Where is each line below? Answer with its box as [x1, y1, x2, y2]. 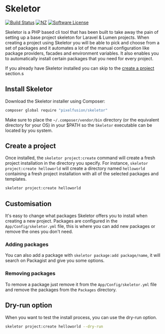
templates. [5, 176, 27, 182]
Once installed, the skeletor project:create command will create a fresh [5, 155, 156, 161]
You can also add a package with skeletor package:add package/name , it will [5, 252, 161, 258]
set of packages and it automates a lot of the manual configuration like [5, 45, 150, 51]
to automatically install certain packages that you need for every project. [5, 55, 154, 61]
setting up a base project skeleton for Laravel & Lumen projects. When [5, 34, 149, 40]
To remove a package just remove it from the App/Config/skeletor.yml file [5, 281, 157, 287]
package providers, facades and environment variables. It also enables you [5, 50, 159, 56]
